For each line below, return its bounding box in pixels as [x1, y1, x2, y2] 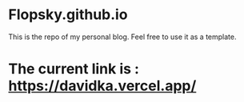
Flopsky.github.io [8, 6, 128, 24]
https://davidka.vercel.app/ [8, 77, 197, 95]
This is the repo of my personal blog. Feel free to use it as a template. [8, 32, 237, 41]
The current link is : [8, 60, 140, 78]
